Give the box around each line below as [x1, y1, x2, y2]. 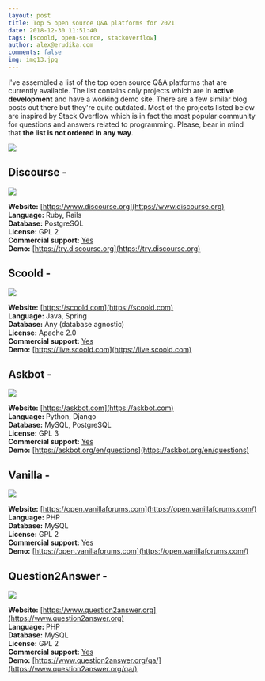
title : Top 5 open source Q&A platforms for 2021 [8, 19, 176, 27]
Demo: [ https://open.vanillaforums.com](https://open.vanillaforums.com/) [8, 546, 249, 556]
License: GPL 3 [8, 428, 59, 438]
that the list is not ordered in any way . [8, 127, 134, 137]
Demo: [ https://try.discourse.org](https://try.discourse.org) [8, 243, 201, 253]
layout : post [8, 11, 51, 20]
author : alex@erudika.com [8, 41, 93, 49]
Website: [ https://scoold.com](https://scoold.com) [8, 302, 174, 312]
